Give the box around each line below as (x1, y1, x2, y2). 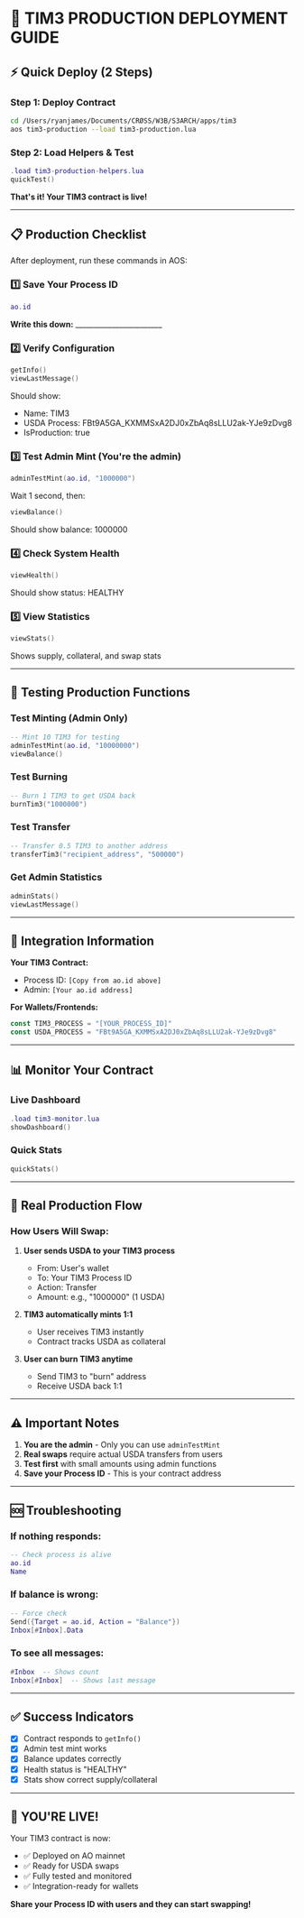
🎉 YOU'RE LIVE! (10, 1809, 99, 1825)
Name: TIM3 (23, 408, 70, 419)
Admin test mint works (23, 1743, 107, 1754)
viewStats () (10, 634, 55, 643)
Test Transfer (10, 821, 71, 834)
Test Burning (10, 770, 69, 783)
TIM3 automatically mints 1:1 (23, 1309, 134, 1320)
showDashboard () (10, 1122, 71, 1131)
